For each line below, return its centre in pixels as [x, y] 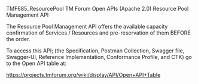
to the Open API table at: [36, 63]
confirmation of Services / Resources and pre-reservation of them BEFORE [98, 33]
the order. [18, 39]
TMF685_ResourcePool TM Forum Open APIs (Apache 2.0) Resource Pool [98, 9]
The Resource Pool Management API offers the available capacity [87, 27]
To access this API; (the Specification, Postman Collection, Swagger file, [95, 51]
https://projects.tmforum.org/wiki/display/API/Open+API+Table [83, 75]
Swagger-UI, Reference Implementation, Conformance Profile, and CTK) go [99, 57]
